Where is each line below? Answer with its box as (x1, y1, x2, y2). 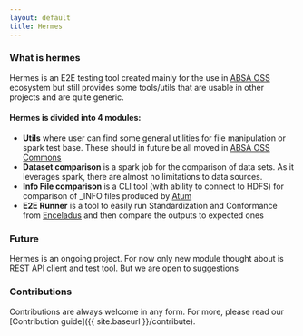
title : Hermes (9, 22, 64, 31)
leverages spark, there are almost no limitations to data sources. (22, 172, 263, 182)
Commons (22, 152, 62, 163)
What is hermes (9, 52, 81, 64)
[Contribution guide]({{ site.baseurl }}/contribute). (9, 315, 196, 327)
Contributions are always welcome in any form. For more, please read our (9, 306, 284, 317)
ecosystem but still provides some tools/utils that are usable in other (9, 82, 265, 93)
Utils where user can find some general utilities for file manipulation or (22, 133, 287, 143)
